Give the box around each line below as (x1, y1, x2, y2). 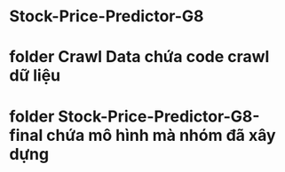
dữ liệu (9, 66, 61, 86)
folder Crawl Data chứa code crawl (9, 47, 270, 67)
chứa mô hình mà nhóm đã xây (45, 125, 277, 145)
